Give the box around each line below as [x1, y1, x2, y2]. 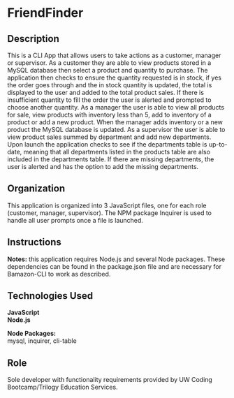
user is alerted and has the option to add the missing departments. [7, 163, 199, 170]
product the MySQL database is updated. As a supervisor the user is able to [7, 126, 226, 133]
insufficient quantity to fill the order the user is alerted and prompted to [7, 96, 212, 104]
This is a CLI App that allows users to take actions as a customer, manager [7, 51, 221, 59]
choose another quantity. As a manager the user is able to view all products [7, 103, 225, 111]
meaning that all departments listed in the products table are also [23, 148, 211, 156]
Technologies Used [7, 290, 93, 302]
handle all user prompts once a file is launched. [7, 216, 143, 224]
